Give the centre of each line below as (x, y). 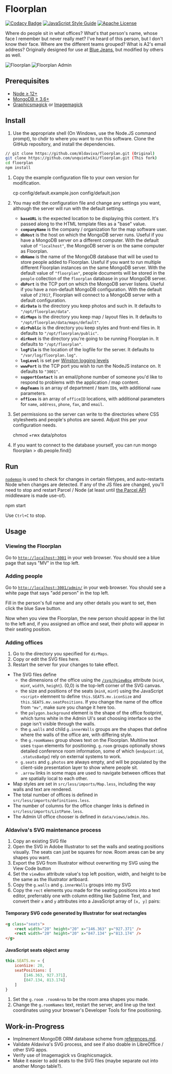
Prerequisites (27, 81)
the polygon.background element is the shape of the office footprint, (92, 713)
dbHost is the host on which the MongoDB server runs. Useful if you (92, 235)
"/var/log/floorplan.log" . (49, 355)
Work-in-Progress (35, 1026)
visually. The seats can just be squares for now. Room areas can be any (88, 852)
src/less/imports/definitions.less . (52, 800)
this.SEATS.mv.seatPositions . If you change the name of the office (91, 702)
